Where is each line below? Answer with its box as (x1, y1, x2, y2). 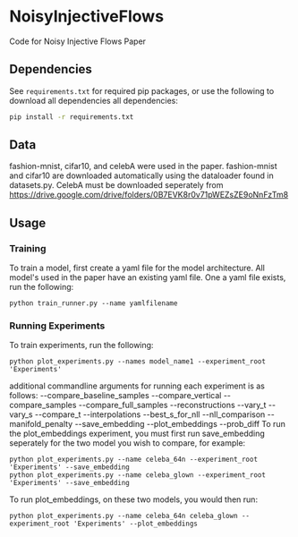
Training (9, 242, 47, 254)
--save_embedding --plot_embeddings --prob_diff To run (74, 419, 286, 430)
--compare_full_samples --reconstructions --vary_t (78, 400, 267, 411)
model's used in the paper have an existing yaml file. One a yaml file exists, (9, 272, 286, 283)
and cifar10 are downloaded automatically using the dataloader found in (9, 170, 275, 181)
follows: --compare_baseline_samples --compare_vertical (9, 390, 222, 401)
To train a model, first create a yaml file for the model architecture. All (9, 262, 266, 274)
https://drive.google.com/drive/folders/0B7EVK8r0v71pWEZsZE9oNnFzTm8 (9, 190, 289, 200)
